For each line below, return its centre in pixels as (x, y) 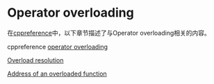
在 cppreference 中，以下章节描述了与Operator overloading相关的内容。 (109, 33)
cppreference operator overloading (58, 47)
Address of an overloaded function (57, 74)
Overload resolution (35, 60)
